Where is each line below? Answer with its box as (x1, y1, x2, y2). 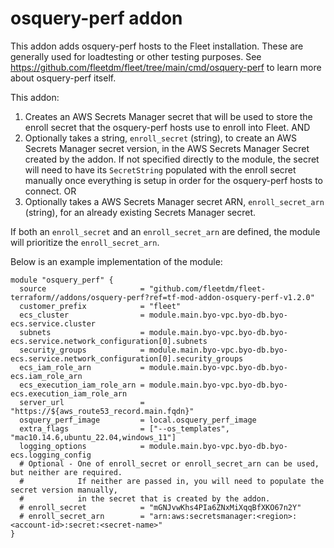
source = (19, 283, 145, 294)
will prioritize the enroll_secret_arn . (10, 236, 160, 248)
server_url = (19, 397, 145, 407)
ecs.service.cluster (10, 318, 97, 329)
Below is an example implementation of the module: (10, 255, 223, 267)
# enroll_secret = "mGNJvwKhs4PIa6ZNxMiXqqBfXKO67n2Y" (19, 502, 302, 512)
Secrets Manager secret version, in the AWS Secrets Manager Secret (24, 142, 310, 154)
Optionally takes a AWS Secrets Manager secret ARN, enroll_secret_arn (24, 195, 325, 207)
